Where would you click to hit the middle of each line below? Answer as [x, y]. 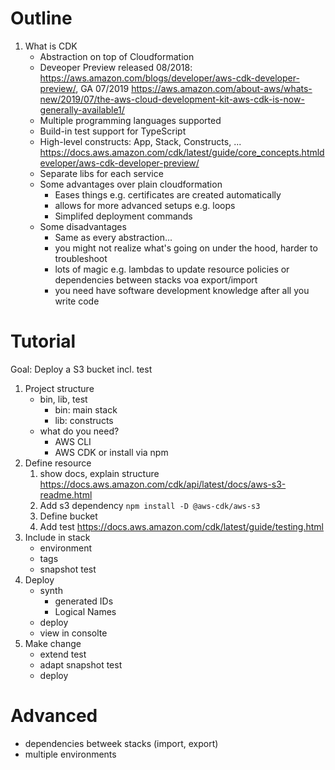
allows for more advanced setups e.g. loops [145, 205]
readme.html [66, 494]
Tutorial [43, 341]
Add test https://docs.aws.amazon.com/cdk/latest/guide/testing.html [181, 526]
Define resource [58, 463]
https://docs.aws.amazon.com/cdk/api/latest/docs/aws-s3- [163, 484]
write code [77, 301]
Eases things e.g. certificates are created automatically [168, 194]
